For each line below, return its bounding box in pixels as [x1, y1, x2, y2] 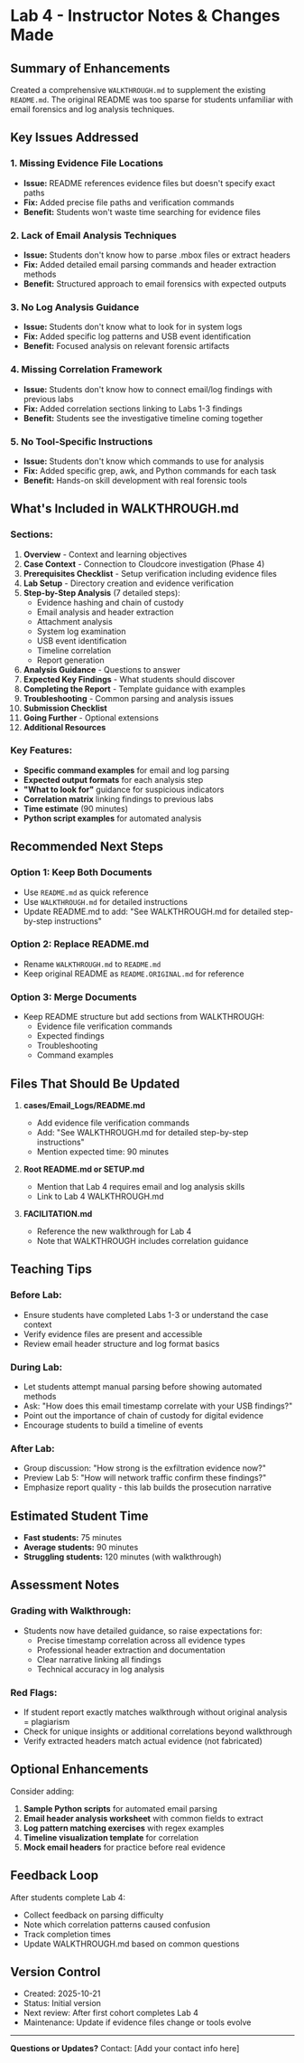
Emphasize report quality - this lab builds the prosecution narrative [23, 1482, 272, 1493]
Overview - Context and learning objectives [23, 549, 188, 560]
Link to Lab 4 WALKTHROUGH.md [36, 1191, 165, 1201]
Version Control [10, 1964, 101, 1980]
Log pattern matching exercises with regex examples [23, 1823, 225, 1833]
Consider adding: [10, 1785, 75, 1796]
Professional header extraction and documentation [36, 1644, 226, 1655]
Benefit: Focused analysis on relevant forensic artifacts [23, 341, 230, 352]
